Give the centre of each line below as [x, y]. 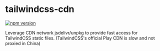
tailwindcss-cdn [40, 9]
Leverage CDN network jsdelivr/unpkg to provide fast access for [71, 32]
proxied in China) [23, 43]
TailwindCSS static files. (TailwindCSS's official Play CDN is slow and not [80, 38]
